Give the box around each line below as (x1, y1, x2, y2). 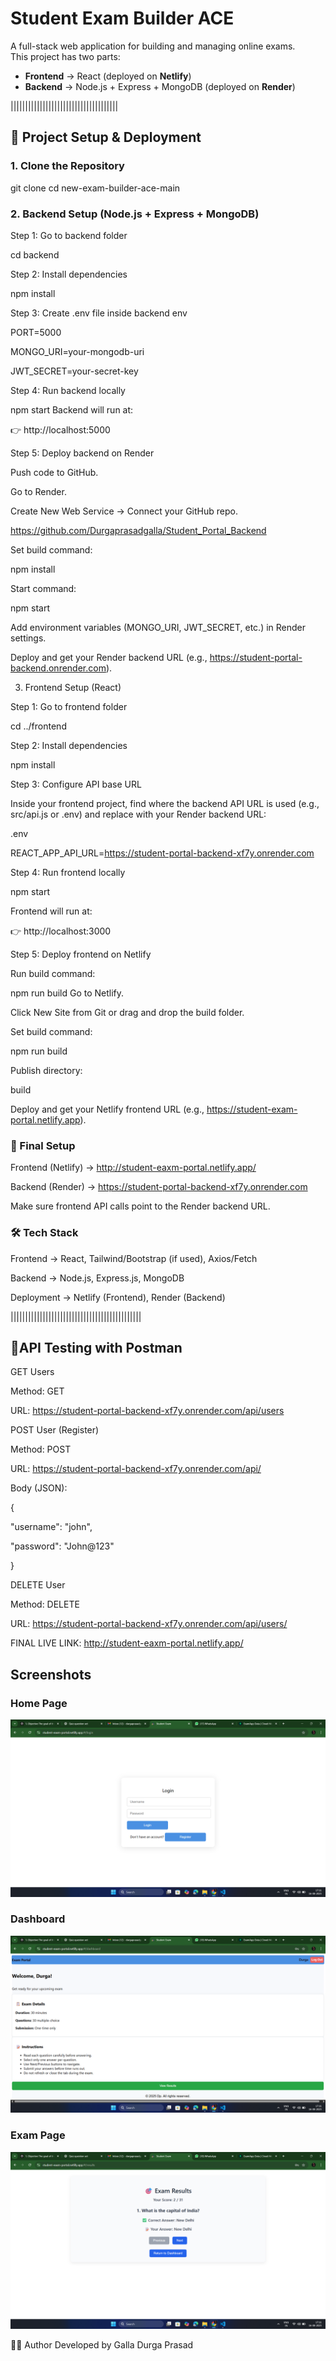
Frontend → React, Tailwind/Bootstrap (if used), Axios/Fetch (10, 1252, 258, 1264)
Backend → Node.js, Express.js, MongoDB (10, 1272, 185, 1284)
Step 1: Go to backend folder (10, 229, 128, 241)
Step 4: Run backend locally (10, 384, 126, 396)
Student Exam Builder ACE (10, 7, 235, 30)
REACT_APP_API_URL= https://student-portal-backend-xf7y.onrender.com (10, 847, 315, 859)
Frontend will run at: (10, 905, 93, 917)
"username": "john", (10, 1521, 93, 1533)
